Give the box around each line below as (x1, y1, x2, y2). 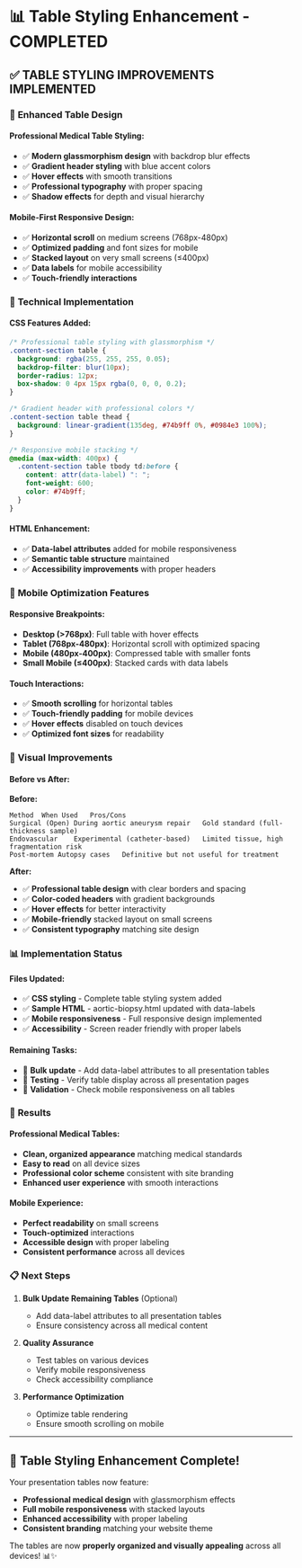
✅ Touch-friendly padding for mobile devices (22, 708, 194, 719)
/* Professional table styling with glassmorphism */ (9, 338, 216, 347)
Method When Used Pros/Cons (9, 811, 127, 820)
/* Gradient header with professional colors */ (9, 405, 195, 414)
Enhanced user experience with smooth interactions (22, 1177, 218, 1188)
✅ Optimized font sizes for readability (22, 728, 164, 739)
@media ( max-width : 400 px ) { (9, 454, 119, 463)
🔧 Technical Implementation (9, 295, 135, 307)
